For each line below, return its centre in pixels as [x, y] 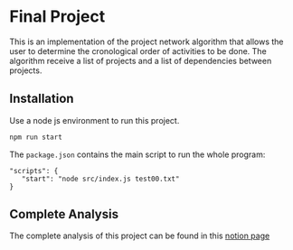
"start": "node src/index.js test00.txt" [100, 179]
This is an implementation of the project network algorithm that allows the [146, 42]
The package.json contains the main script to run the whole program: [137, 154]
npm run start [36, 137]
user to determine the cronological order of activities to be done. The [138, 51]
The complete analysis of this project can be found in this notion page [140, 236]
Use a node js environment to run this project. [95, 120]
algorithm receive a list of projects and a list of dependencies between [141, 60]
